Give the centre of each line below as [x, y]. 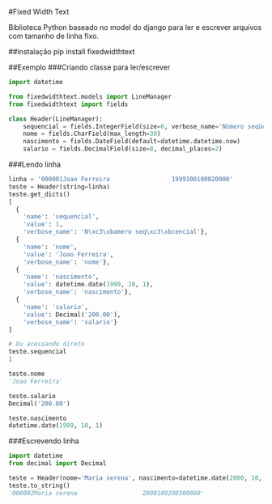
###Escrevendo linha [44, 441]
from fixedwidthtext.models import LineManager [90, 96]
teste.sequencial [38, 352]
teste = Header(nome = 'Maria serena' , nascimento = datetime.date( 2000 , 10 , [136, 478]
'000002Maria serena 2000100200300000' [106, 493]
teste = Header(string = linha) [59, 186]
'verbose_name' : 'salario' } [70, 322]
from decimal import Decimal [57, 464]
